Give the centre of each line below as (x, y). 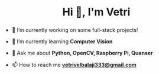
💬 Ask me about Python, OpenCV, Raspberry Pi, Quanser (82, 53)
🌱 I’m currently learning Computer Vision (62, 41)
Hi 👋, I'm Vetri (96, 12)
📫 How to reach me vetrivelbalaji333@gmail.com (74, 65)
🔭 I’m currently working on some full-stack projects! (75, 30)
